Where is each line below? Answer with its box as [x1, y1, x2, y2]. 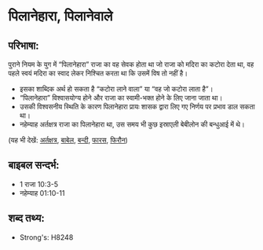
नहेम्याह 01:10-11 [19, 188, 65, 197]
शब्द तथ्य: [8, 211, 45, 225]
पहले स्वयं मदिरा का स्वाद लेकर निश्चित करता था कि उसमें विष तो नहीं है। [8, 68, 188, 78]
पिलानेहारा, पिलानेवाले [8, 7, 113, 25]
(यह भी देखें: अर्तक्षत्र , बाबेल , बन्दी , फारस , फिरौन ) [8, 135, 128, 145]
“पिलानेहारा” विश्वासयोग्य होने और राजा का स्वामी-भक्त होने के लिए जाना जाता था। [19, 94, 223, 102]
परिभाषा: [8, 39, 39, 52]
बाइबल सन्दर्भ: [8, 159, 60, 172]
